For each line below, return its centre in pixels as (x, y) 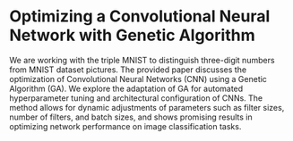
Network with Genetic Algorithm (132, 35)
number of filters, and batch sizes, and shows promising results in (131, 117)
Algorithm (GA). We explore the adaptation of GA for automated (126, 88)
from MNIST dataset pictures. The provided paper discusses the (128, 70)
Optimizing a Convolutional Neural (140, 17)
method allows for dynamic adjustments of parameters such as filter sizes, (147, 107)
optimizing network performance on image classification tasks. (125, 126)
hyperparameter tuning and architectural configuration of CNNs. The (136, 98)
